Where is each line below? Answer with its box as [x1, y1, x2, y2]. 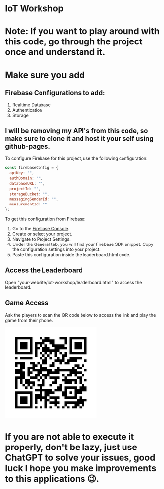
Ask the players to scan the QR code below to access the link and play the [5, 312, 156, 318]
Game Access [5, 299, 49, 307]
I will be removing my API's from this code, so [5, 126, 148, 135]
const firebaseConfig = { [5, 165, 58, 170]
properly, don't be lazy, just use [5, 442, 137, 452]
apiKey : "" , [9, 171, 35, 176]
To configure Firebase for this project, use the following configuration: [5, 155, 148, 161]
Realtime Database [12, 102, 51, 108]
